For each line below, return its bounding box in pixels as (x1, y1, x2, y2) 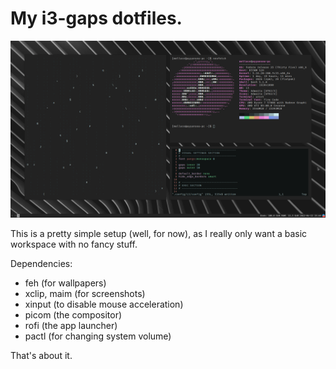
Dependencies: (10, 258, 73, 270)
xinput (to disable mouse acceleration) (24, 298, 184, 311)
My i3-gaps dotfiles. (10, 7, 183, 30)
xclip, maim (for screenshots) (24, 288, 146, 300)
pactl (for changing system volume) (24, 330, 172, 342)
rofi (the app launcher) (24, 320, 118, 332)
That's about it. (10, 350, 73, 362)
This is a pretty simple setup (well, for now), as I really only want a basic (10, 228, 308, 240)
